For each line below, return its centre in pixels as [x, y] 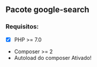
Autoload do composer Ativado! [53, 58]
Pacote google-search [48, 10]
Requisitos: [22, 27]
